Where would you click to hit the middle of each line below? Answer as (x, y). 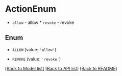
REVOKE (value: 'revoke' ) (37, 59)
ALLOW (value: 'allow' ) (34, 49)
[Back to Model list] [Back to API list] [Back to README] (61, 68)
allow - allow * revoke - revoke (43, 22)
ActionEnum (31, 9)
